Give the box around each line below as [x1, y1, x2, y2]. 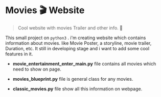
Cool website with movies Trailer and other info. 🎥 [17, 24, 123, 31]
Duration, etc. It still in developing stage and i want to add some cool [5, 45, 150, 51]
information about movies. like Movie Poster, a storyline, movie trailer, [5, 40, 152, 46]
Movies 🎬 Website [5, 5, 85, 16]
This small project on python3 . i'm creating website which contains [5, 35, 146, 41]
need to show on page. [12, 66, 61, 72]
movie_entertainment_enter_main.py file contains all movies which [12, 60, 156, 67]
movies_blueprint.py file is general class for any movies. [12, 76, 133, 82]
